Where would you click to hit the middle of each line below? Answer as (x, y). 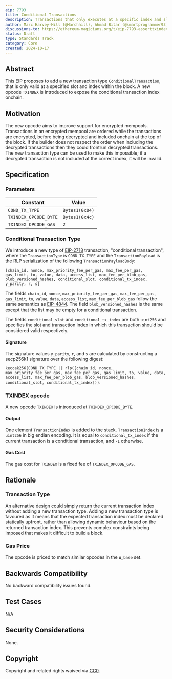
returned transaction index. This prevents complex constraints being (77, 527)
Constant (33, 202)
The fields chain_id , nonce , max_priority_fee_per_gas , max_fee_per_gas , (81, 293)
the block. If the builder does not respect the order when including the (79, 142)
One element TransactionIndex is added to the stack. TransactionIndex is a (84, 430)
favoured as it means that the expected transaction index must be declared (84, 516)
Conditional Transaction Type (43, 239)
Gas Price (17, 546)
